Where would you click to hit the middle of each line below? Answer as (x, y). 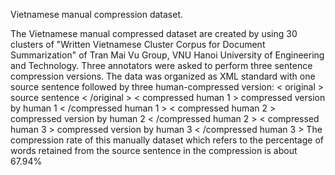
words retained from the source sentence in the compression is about (154, 150)
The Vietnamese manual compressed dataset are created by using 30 (154, 33)
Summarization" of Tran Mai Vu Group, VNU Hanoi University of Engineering (167, 55)
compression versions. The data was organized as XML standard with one (163, 76)
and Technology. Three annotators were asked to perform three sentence (161, 65)
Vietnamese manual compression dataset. (97, 14)
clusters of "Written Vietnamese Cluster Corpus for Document (138, 44)
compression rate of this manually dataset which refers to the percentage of (167, 140)
